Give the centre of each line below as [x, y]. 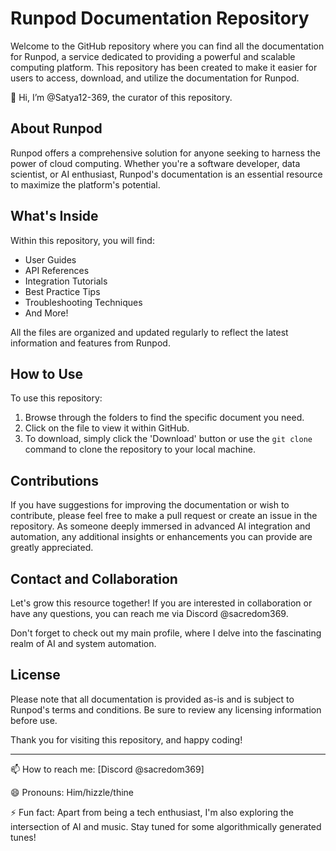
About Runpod [56, 128]
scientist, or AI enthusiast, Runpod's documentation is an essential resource [166, 174]
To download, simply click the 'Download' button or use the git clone [168, 439]
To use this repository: [56, 398]
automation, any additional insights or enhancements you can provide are [161, 537]
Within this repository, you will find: [82, 240]
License [35, 675]
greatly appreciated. [52, 548]
